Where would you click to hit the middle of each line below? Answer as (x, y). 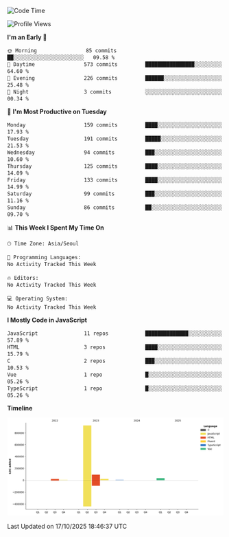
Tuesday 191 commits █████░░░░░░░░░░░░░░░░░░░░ (115, 139)
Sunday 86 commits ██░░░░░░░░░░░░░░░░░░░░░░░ (115, 208)
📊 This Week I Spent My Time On (56, 228)
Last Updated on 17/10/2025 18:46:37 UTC (67, 526)
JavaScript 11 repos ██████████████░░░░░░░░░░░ (115, 333)
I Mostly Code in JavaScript (47, 320)
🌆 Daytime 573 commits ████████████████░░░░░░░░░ (115, 65)
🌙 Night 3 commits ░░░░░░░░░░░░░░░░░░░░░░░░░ (115, 92)
